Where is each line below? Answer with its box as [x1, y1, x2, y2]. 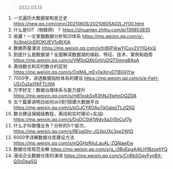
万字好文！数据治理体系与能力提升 [13, 87, 86, 93]
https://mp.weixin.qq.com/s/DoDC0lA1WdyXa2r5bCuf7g [13, 116, 132, 122]
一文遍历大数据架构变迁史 [13, 15, 68, 21]
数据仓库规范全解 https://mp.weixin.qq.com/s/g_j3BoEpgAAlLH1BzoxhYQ [13, 146, 168, 152]
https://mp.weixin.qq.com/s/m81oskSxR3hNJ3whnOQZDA [13, 93, 137, 99]
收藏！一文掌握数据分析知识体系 [13, 33, 81, 39]
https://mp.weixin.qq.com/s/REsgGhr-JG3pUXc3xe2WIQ [13, 128, 133, 134]
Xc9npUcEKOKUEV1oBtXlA [13, 39, 71, 45]
